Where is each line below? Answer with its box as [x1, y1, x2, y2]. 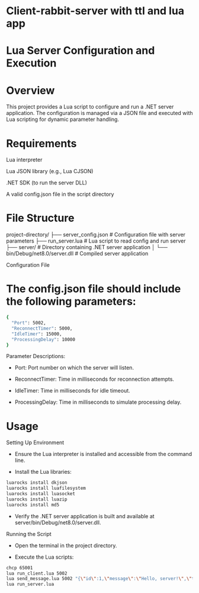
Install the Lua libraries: [14, 468, 72, 476]
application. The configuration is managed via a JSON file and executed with [6, 110, 194, 117]
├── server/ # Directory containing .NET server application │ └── [6, 244, 168, 251]
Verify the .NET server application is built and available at [14, 512, 155, 519]
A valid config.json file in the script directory [6, 191, 114, 198]
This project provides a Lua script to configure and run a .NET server [6, 103, 174, 110]
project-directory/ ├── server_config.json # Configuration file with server [6, 231, 185, 238]
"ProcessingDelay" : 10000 [11, 336, 76, 342]
